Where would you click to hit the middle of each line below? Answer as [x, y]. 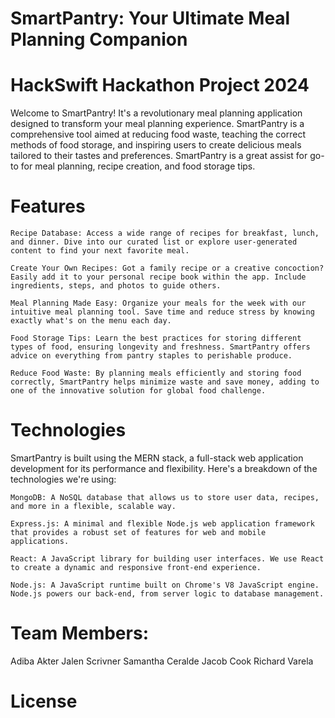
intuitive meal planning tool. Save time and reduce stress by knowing [162, 312]
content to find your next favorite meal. [100, 251]
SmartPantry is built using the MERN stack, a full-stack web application [157, 458]
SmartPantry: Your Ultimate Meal [150, 18]
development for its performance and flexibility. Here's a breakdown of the [164, 468]
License [44, 701]
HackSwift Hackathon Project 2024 [160, 85]
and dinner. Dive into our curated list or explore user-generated [154, 242]
